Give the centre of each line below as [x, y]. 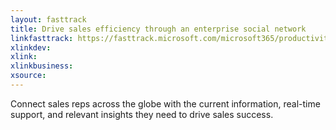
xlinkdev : [31, 47]
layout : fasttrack [48, 19]
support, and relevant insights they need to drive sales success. [142, 114]
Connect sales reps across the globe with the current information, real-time [165, 103]
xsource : [28, 76]
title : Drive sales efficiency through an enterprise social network [158, 29]
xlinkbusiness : [42, 66]
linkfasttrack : [42, 38]
